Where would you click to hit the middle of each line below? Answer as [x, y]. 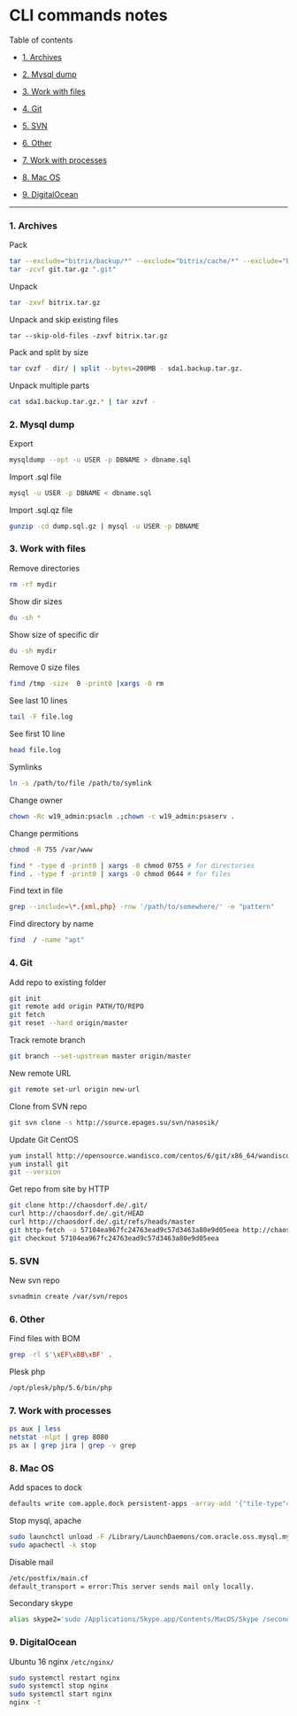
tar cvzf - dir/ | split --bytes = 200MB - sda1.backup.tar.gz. [126, 369]
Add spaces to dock [46, 1487]
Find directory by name [52, 924]
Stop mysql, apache [46, 1520]
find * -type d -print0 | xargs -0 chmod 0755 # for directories [132, 866]
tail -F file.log [41, 717]
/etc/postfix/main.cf [49, 1578]
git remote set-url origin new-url [75, 1089]
